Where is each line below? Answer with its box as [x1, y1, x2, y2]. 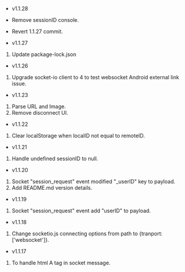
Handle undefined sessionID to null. [11, 155, 98, 162]
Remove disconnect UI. [11, 109, 69, 116]
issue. [11, 80, 27, 87]
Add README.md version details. [11, 184, 92, 191]
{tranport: [139, 230, 163, 237]
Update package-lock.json [11, 51, 77, 58]
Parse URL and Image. [11, 103, 66, 110]
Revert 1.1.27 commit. [11, 28, 63, 35]
